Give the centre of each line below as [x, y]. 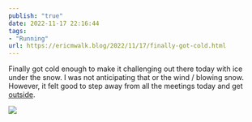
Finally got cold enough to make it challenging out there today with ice [126, 69]
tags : [17, 31]
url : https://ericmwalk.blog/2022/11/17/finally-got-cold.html [117, 46]
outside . [22, 95]
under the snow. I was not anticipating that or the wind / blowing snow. [126, 78]
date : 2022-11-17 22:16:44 [54, 23]
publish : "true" [36, 16]
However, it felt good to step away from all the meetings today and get [126, 86]
